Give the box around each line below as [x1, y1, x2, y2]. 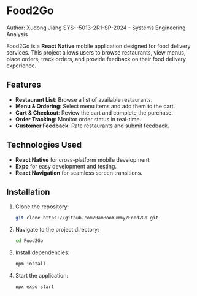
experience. [6, 62, 37, 69]
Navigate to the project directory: [15, 226, 99, 233]
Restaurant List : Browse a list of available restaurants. [15, 96, 153, 103]
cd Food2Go [15, 238, 44, 244]
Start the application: [15, 272, 69, 279]
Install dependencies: [15, 249, 70, 256]
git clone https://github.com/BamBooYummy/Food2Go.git [15, 215, 159, 221]
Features [6, 80, 41, 90]
